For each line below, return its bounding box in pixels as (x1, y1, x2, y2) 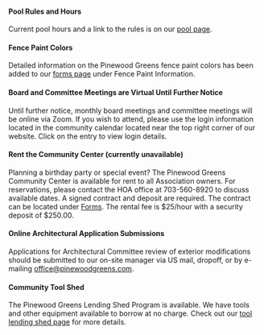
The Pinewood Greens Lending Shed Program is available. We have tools (8, 300, 250, 310)
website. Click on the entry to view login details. (8, 131, 167, 141)
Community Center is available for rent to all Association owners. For (8, 176, 236, 185)
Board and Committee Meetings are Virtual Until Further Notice (8, 88, 224, 97)
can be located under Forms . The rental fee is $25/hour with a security (8, 201, 243, 211)
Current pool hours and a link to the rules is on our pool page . (8, 24, 212, 34)
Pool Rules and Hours (8, 6, 82, 16)
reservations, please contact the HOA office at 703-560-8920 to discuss (8, 184, 250, 194)
